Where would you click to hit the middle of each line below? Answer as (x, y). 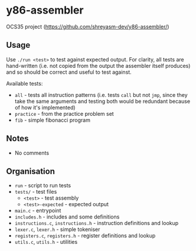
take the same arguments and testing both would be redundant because (102, 101)
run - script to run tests (43, 185)
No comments (32, 153)
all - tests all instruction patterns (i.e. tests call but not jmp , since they (101, 94)
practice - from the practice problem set (64, 113)
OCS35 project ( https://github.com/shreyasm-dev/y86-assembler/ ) (88, 27)
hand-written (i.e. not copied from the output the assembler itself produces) (98, 66)
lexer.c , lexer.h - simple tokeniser (57, 229)
